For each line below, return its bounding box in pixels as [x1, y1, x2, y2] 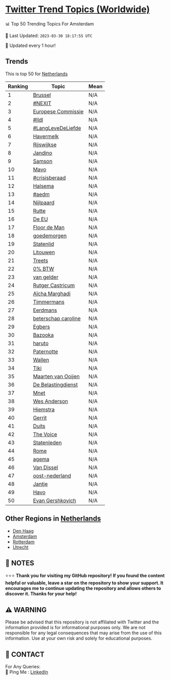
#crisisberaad [32, 174, 66, 181]
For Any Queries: [5, 664, 41, 669]
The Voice [32, 430, 57, 438]
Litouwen [32, 249, 55, 256]
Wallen [32, 356, 49, 363]
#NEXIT [32, 99, 52, 106]
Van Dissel [32, 464, 58, 471]
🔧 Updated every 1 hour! [5, 42, 56, 48]
